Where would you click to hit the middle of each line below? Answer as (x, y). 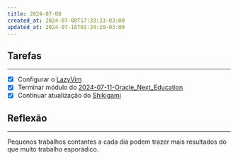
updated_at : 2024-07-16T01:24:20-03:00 (66, 27)
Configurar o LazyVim (50, 79)
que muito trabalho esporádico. (53, 149)
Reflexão (27, 118)
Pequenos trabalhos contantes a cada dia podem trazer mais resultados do (117, 142)
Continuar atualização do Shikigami (69, 96)
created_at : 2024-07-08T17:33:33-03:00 (66, 21)
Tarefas (25, 56)
